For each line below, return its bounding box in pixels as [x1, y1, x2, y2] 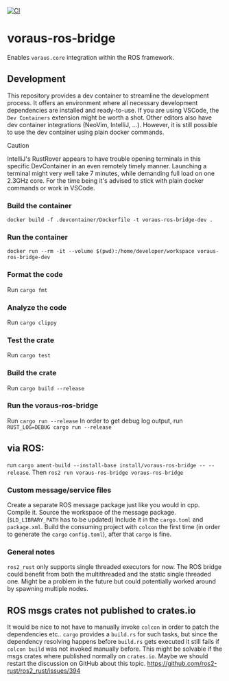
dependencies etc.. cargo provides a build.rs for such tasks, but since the [7, 630, 218, 638]
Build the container [7, 201, 72, 210]
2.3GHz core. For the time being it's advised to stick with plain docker [7, 176, 204, 185]
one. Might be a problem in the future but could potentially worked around [7, 577, 216, 585]
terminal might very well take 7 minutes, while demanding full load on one [7, 169, 215, 177]
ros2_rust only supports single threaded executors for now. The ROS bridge [7, 563, 222, 571]
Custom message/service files [7, 485, 112, 495]
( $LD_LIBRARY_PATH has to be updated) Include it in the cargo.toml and [7, 515, 204, 524]
